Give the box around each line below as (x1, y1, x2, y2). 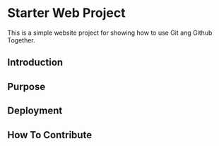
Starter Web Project (7, 5, 126, 21)
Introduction (7, 57, 64, 69)
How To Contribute (7, 129, 93, 141)
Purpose (7, 80, 46, 93)
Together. (7, 35, 35, 44)
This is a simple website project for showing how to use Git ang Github (7, 28, 213, 37)
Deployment (7, 105, 63, 117)
